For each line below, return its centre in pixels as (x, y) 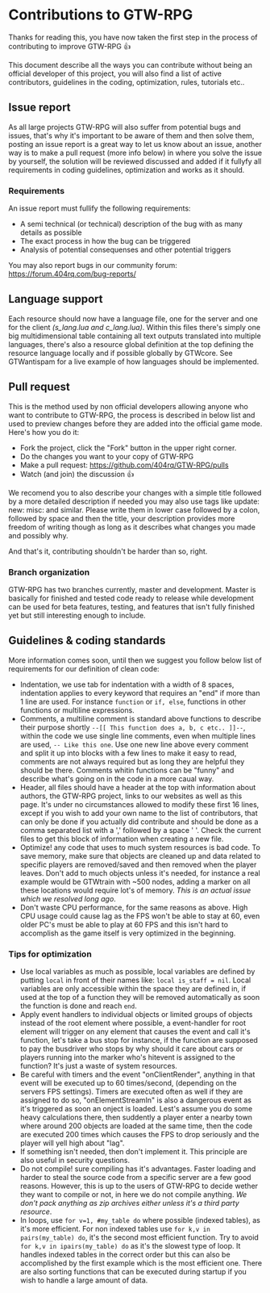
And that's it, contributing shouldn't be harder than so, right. (108, 551)
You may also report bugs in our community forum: (93, 266)
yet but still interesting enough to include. (77, 615)
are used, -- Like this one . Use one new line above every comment (134, 744)
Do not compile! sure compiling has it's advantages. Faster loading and (138, 1169)
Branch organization (49, 572)
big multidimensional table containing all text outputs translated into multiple (135, 336)
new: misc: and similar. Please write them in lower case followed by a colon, (134, 509)
